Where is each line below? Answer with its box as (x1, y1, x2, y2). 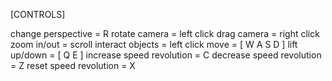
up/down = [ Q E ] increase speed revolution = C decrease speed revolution (10, 49, 322, 61)
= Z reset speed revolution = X (10, 60, 136, 71)
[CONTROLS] (10, 9, 66, 20)
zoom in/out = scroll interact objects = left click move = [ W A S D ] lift (10, 39, 298, 50)
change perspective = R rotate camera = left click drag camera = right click (10, 28, 320, 39)
